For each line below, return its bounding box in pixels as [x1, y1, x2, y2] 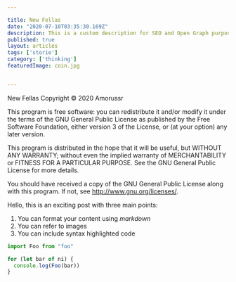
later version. [7, 129, 46, 138]
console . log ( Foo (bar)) [13, 262, 80, 269]
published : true [7, 36, 55, 43]
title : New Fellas [7, 16, 61, 23]
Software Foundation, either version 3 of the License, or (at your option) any [7, 122, 228, 131]
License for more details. [7, 166, 79, 174]
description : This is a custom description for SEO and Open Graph [7, 30, 209, 37]
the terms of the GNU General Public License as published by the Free [7, 115, 211, 123]
